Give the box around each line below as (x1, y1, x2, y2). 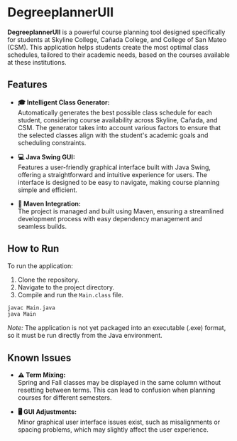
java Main (7, 311, 37, 318)
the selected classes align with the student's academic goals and (17, 131, 209, 139)
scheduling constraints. (17, 138, 87, 147)
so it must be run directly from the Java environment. (7, 331, 163, 340)
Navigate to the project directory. (17, 282, 115, 292)
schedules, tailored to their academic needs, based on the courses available (7, 51, 231, 59)
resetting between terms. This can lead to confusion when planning (17, 386, 216, 395)
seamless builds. (17, 222, 67, 230)
